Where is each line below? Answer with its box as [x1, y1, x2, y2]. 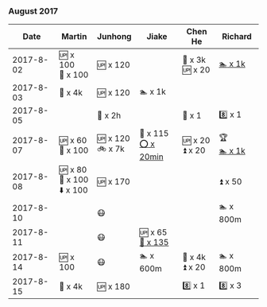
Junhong [96, 31, 132, 42]
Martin [60, 31, 87, 42]
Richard [222, 31, 252, 42]
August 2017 [8, 6, 58, 17]
